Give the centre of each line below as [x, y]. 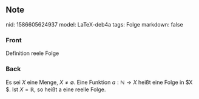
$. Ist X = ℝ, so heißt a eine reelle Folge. [56, 89]
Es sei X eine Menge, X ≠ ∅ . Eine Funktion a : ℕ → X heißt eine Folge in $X [99, 82]
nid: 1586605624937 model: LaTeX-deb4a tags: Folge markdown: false [94, 24]
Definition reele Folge [32, 53]
